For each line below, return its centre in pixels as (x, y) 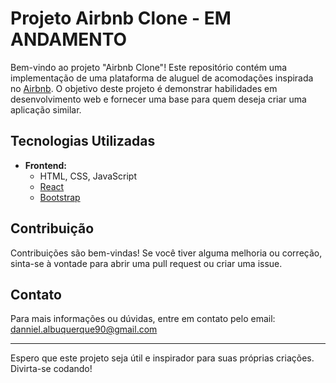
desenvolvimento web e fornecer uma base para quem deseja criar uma (158, 99)
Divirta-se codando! (51, 369)
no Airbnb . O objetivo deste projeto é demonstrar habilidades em (144, 88)
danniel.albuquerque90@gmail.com (84, 329)
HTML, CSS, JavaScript (88, 176)
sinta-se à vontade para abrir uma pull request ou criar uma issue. (146, 263)
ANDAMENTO (69, 39)
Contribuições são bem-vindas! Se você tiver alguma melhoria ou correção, (166, 253)
